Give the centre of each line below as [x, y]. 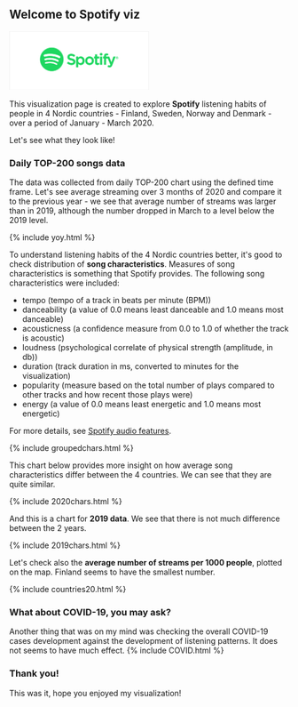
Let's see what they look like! [62, 140]
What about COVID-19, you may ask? [90, 613]
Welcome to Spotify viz [74, 15]
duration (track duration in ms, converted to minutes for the [130, 366]
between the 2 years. [48, 528]
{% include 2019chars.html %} [65, 545]
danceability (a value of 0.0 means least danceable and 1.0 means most [153, 309]
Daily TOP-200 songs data [67, 163]
